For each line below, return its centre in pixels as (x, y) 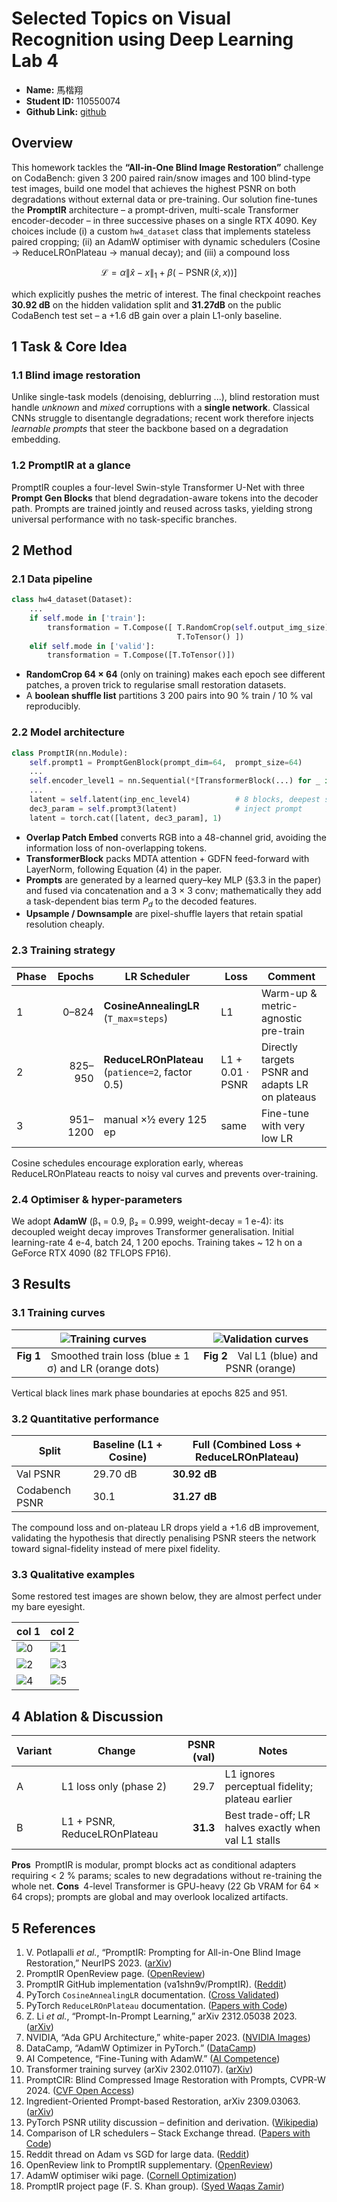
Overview (42, 143)
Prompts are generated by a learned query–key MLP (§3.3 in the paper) (173, 879)
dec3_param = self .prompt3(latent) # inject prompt (166, 808)
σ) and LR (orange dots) (103, 1368)
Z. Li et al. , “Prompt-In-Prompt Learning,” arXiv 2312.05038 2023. (161, 2016)
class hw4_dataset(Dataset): (72, 600)
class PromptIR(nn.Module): (70, 753)
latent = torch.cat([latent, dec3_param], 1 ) (126, 818)
